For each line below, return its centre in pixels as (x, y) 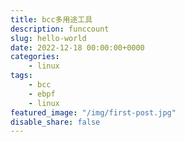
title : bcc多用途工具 (51, 19)
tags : (21, 76)
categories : (35, 57)
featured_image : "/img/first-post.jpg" (93, 112)
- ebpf (42, 94)
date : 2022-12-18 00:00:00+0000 (77, 47)
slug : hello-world (48, 38)
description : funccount (60, 29)
